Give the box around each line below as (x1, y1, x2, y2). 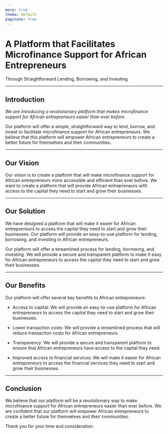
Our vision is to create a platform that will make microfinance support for (5, 172, 154, 178)
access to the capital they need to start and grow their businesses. (5, 188, 142, 194)
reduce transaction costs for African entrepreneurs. (12, 330, 119, 336)
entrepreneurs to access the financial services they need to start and (12, 360, 155, 366)
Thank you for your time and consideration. (5, 423, 94, 429)
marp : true (5, 7, 28, 13)
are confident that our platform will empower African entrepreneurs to (5, 408, 149, 414)
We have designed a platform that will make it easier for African (5, 220, 136, 226)
